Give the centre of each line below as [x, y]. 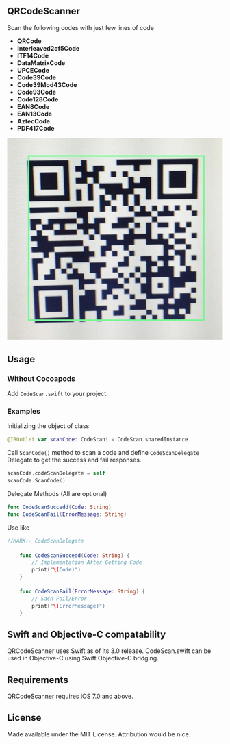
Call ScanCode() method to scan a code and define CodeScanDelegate [103, 453]
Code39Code [37, 77]
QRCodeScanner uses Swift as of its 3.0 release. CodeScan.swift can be [109, 651]
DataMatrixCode [41, 63]
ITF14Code [33, 55]
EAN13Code [35, 114]
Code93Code [37, 92]
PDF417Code [36, 128]
